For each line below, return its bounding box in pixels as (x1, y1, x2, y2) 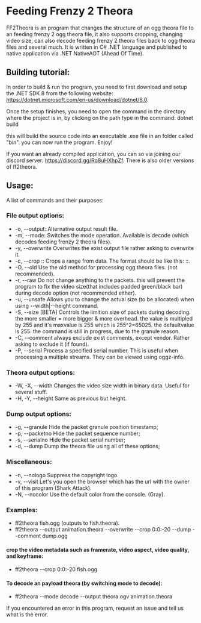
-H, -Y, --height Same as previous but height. (14, 395, 127, 402)
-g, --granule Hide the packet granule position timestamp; (14, 424, 158, 431)
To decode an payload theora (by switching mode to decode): (6, 580, 163, 587)
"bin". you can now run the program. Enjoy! (6, 139, 113, 146)
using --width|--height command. (14, 302, 99, 309)
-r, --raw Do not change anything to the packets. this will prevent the (14, 276, 185, 284)
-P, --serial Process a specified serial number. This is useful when (14, 346, 178, 354)
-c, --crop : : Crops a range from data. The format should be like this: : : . (14, 257, 190, 265)
